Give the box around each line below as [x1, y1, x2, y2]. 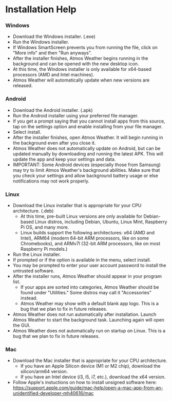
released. [12, 83, 33, 89]
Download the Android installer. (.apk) [12, 107, 93, 113]
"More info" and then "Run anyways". [12, 50, 92, 56]
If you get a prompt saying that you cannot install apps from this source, [12, 118, 165, 124]
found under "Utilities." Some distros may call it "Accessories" [20, 290, 151, 296]
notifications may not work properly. [12, 178, 90, 184]
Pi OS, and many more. [20, 224, 69, 230]
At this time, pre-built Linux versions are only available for [20, 213, 143, 219]
